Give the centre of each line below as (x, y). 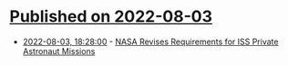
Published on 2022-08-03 (111, 17)
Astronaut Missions (59, 51)
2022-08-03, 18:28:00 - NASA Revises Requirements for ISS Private (150, 42)
